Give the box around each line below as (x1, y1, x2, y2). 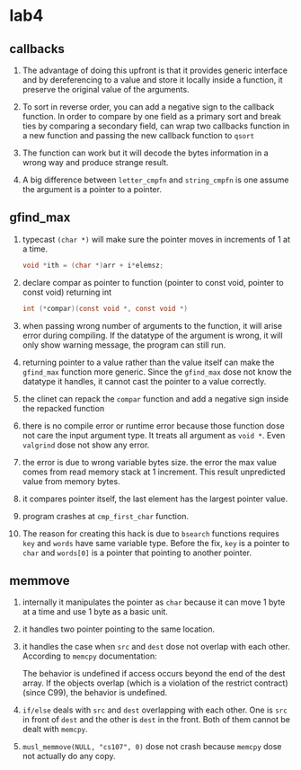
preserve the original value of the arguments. (22, 84, 190, 94)
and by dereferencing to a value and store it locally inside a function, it (22, 75, 283, 85)
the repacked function (22, 403, 105, 413)
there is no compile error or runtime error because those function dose (22, 420, 285, 431)
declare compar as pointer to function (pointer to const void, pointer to (22, 277, 285, 288)
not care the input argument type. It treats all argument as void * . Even (22, 429, 286, 440)
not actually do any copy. (22, 751, 116, 762)
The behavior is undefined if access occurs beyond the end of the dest (22, 668, 286, 679)
